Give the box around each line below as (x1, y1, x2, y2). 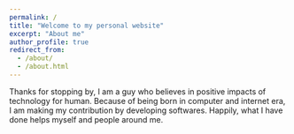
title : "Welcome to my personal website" (9, 21, 165, 30)
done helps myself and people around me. (9, 114, 164, 124)
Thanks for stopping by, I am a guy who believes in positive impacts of (9, 86, 267, 97)
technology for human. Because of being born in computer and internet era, (9, 95, 286, 106)
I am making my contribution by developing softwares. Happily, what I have (9, 105, 283, 115)
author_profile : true (9, 37, 89, 47)
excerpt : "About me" (9, 29, 86, 38)
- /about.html (17, 63, 69, 71)
